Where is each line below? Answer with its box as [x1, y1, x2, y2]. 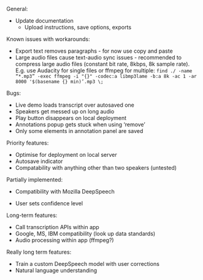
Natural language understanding [15, 267, 98, 274]
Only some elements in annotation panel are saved [15, 127, 144, 134]
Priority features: [6, 139, 49, 146]
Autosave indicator [15, 157, 63, 165]
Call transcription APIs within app [15, 224, 99, 230]
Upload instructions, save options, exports [24, 24, 132, 31]
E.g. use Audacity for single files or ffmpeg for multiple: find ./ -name [15, 67, 193, 74]
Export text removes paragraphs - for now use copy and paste [15, 47, 173, 55]
